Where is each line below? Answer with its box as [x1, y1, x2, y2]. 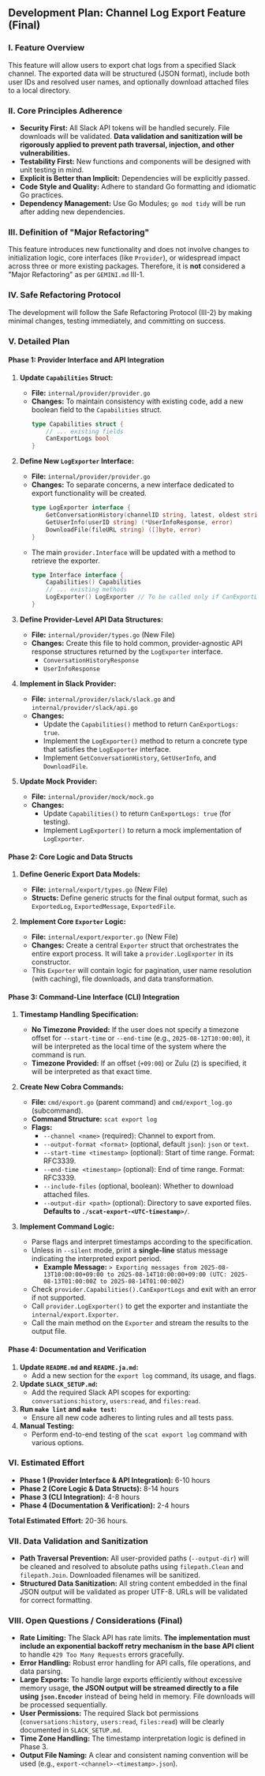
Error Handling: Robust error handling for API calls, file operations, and [19, 1658, 251, 1668]
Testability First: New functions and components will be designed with [19, 156, 251, 166]
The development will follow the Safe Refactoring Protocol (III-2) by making [8, 307, 252, 317]
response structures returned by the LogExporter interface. [31, 647, 223, 656]
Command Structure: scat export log [31, 1114, 158, 1124]
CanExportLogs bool [46, 434, 110, 443]
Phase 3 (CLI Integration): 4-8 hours [19, 1492, 140, 1501]
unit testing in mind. [19, 165, 84, 175]
